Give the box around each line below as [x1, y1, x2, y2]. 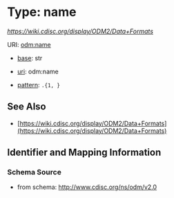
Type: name [7, 4, 77, 20]
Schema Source [7, 168, 62, 177]
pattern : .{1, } [17, 80, 61, 89]
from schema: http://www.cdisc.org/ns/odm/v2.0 [17, 183, 157, 191]
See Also [7, 101, 46, 113]
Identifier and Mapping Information [7, 147, 162, 159]
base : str [17, 53, 43, 62]
